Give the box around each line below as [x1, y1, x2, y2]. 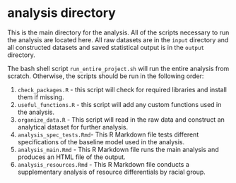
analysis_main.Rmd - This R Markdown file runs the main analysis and [17, 145, 219, 153]
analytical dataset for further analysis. [17, 122, 129, 131]
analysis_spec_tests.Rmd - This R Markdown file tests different [17, 130, 199, 139]
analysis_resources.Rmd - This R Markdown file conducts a [17, 160, 189, 168]
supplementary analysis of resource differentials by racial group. [17, 168, 206, 176]
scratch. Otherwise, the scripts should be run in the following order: [7, 72, 204, 80]
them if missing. [17, 93, 65, 101]
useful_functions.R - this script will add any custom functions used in [17, 100, 222, 108]
